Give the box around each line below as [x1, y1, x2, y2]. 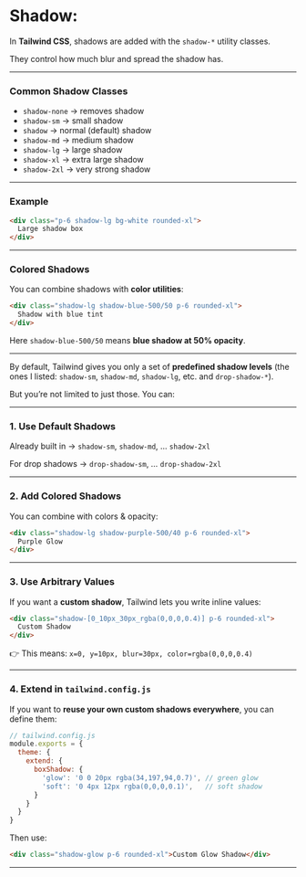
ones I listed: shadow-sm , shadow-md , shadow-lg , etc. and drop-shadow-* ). [9, 371, 274, 382]
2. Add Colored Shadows [9, 490, 121, 502]
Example [9, 195, 49, 208]
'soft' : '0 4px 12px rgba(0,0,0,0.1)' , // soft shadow [42, 782, 262, 791]
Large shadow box [17, 225, 84, 234]
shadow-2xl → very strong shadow [22, 164, 151, 174]
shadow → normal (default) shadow [22, 125, 152, 136]
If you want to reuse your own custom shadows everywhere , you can [9, 703, 275, 714]
